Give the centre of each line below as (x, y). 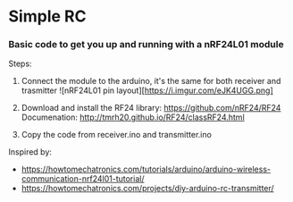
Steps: (20, 63)
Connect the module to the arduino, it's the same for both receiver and (151, 81)
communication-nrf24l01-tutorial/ (83, 179)
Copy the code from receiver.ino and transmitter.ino (116, 135)
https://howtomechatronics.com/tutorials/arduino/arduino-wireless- (146, 169)
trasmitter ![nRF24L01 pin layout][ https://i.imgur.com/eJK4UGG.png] (147, 90)
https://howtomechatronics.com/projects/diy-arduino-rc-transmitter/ (147, 189)
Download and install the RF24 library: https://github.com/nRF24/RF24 (151, 108)
